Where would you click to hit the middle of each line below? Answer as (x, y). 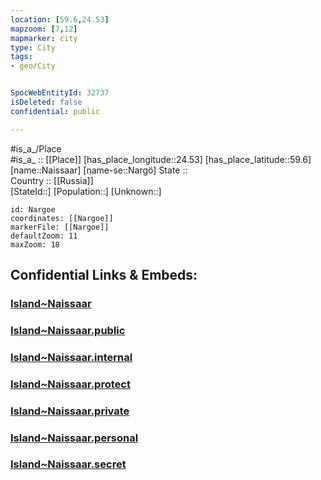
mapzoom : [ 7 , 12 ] (44, 29)
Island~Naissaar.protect (70, 384)
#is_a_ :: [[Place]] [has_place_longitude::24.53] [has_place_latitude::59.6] (161, 159)
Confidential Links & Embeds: (104, 275)
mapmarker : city (44, 38)
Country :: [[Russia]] (52, 180)
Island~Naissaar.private (70, 411)
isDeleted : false (46, 102)
